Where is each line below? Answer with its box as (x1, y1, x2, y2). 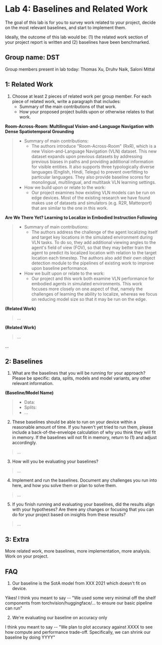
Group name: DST (5, 53, 60, 62)
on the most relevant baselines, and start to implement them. (5, 24, 127, 30)
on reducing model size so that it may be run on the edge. (31, 296, 147, 302)
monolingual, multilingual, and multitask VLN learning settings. (31, 179, 156, 185)
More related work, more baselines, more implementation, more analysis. (5, 548, 151, 554)
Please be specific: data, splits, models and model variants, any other (12, 375, 151, 381)
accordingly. (12, 440, 37, 446)
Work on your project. (5, 553, 49, 559)
